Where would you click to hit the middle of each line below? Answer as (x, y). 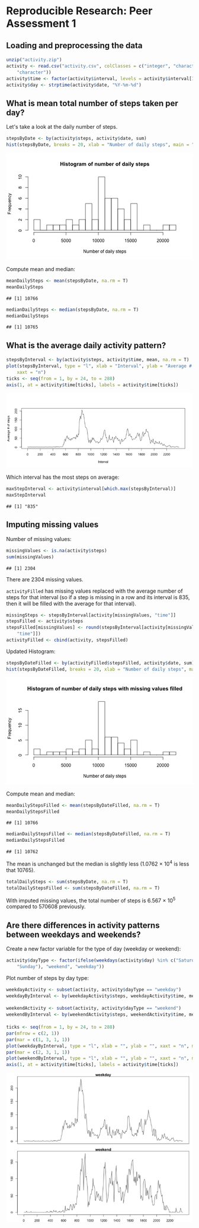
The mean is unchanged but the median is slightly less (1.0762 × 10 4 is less (98, 863)
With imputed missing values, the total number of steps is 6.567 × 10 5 (91, 900)
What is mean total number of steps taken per (92, 103)
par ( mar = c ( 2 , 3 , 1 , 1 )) (38, 1052)
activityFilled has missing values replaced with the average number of (94, 591)
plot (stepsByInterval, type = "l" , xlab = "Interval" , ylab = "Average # (99, 366)
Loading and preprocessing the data (74, 45)
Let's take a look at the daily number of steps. (62, 127)
